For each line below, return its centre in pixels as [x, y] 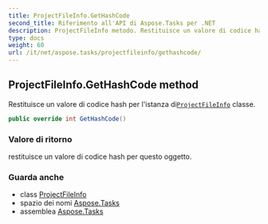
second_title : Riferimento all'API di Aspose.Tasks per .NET [112, 23]
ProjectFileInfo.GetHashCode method [104, 85]
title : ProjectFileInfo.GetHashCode [69, 16]
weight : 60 [26, 45]
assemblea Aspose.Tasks [61, 211]
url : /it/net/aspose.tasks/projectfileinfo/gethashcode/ [105, 53]
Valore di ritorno [40, 139]
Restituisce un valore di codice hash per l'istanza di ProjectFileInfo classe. [132, 104]
